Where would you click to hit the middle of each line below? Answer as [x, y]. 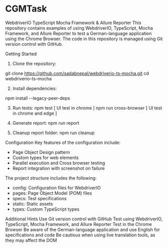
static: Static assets [33, 204]
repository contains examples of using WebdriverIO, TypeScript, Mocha [79, 28]
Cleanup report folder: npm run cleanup [53, 133]
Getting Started [21, 54]
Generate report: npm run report [46, 123]
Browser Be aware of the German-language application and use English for [83, 229]
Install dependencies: [35, 88]
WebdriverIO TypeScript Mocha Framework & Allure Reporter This [73, 23]
